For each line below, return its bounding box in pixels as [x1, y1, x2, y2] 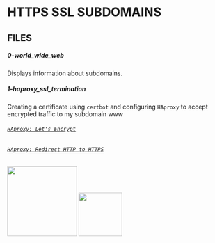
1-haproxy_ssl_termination [7, 85, 86, 93]
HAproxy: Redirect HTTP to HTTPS [7, 146, 104, 153]
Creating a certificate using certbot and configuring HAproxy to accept [7, 102, 208, 111]
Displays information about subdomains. [7, 69, 123, 77]
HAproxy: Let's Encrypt [7, 126, 77, 133]
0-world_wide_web [7, 52, 64, 60]
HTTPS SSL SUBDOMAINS [7, 4, 162, 20]
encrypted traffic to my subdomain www [7, 109, 124, 118]
